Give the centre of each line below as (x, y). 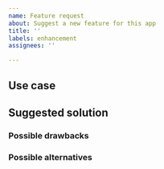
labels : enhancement (43, 38)
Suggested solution (58, 112)
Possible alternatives (50, 157)
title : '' (25, 31)
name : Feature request (46, 16)
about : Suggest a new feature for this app (82, 23)
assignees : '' (32, 46)
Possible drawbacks (49, 135)
